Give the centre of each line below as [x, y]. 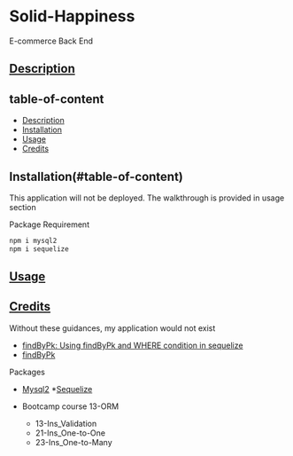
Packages [27, 372]
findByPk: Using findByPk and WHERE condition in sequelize [132, 345]
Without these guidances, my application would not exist [112, 328]
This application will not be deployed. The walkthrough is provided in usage [147, 198]
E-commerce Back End [51, 41]
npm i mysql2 [33, 240]
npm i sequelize [39, 249]
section [23, 207]
